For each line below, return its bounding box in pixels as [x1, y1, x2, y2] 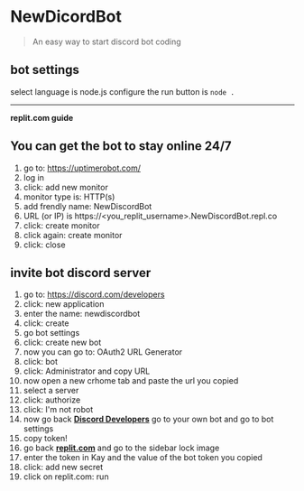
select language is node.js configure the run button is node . [10, 86, 235, 97]
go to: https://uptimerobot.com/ [23, 162, 142, 173]
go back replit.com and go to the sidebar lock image [23, 442, 220, 453]
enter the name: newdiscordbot [23, 309, 141, 320]
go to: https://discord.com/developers [23, 289, 165, 300]
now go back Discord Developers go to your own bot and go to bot [23, 413, 274, 425]
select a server [23, 385, 79, 396]
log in [23, 171, 44, 182]
